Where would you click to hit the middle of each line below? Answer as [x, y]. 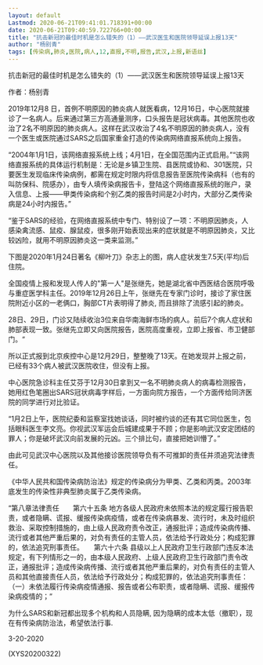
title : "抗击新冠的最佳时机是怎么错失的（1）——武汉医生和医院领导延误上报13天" [123, 37]
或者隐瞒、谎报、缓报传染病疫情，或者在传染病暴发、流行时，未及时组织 [138, 518]
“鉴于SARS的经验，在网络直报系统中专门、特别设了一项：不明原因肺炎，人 [128, 220]
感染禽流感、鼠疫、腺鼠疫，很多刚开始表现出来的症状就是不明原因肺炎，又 [128, 230]
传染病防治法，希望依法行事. [67, 623]
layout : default [34, 15]
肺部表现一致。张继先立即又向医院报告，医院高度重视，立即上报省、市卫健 [128, 329]
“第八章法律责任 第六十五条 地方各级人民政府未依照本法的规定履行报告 [127, 508]
